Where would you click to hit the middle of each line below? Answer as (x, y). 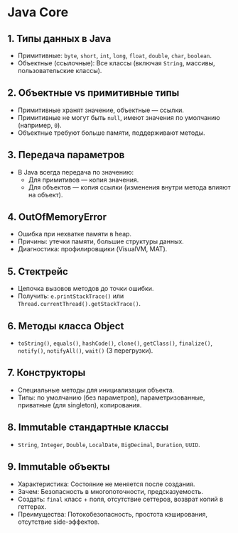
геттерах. (32, 506)
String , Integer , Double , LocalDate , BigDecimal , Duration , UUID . (109, 444)
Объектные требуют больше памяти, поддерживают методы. (111, 133)
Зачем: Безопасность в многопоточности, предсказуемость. (110, 491)
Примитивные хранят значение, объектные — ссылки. (101, 110)
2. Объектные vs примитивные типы (93, 93)
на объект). (45, 194)
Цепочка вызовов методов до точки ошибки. (86, 289)
